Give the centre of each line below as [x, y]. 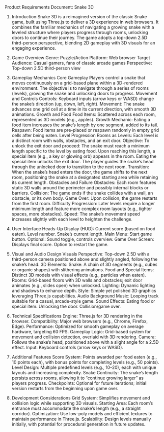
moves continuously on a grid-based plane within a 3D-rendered [77, 83]
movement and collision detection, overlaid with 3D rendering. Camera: [84, 337]
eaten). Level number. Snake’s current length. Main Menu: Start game [82, 234]
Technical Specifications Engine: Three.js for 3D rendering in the [77, 316]
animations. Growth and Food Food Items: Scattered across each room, [84, 114]
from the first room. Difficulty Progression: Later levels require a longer [83, 203]
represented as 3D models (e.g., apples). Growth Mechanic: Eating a [81, 120]
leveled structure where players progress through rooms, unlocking [80, 32]
